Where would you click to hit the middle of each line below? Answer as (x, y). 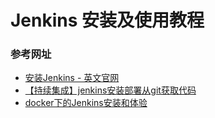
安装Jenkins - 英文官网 (72, 78)
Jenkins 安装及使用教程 (107, 20)
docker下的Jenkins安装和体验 (86, 103)
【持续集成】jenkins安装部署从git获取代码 (110, 90)
